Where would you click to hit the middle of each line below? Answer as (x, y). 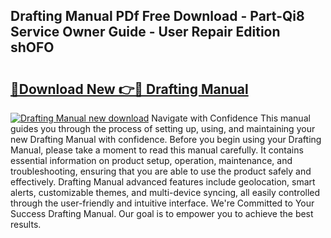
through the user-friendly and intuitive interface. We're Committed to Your (162, 203)
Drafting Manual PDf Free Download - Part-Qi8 (157, 16)
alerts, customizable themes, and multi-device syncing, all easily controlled (165, 192)
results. (26, 224)
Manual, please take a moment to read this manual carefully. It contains (157, 150)
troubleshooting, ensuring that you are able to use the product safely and (161, 171)
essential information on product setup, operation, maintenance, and (151, 160)
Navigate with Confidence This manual (231, 118)
